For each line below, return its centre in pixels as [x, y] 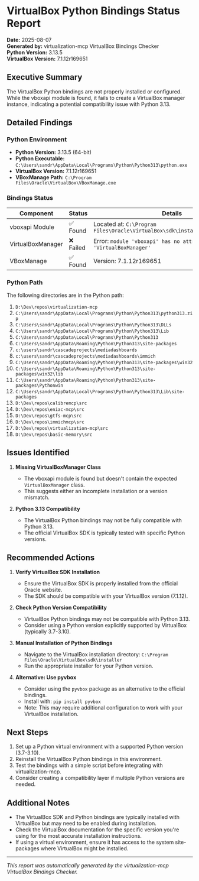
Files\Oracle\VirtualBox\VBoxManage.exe [66, 183]
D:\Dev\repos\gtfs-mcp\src [48, 416]
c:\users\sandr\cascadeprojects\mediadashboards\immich [85, 357]
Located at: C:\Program [125, 224]
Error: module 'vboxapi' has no [136, 241]
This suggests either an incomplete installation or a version [96, 491]
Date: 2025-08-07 [29, 40]
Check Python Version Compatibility [61, 607]
